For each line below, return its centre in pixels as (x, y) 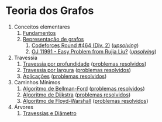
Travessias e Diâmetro (49, 113)
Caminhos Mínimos (37, 82)
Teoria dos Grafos (50, 11)
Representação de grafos (53, 39)
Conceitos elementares (42, 27)
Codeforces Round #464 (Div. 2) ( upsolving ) (85, 45)
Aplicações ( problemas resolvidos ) (65, 76)
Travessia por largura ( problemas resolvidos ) (77, 70)
